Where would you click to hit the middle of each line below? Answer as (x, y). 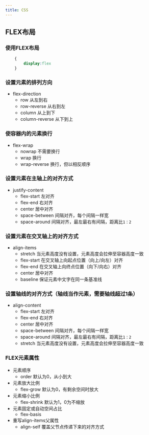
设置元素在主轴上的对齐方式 (39, 179)
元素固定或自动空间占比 (37, 408)
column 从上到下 (38, 113)
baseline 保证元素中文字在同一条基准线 (61, 279)
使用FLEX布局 (22, 48)
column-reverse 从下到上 (47, 119)
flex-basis (31, 414)
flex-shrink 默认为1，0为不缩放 (53, 402)
